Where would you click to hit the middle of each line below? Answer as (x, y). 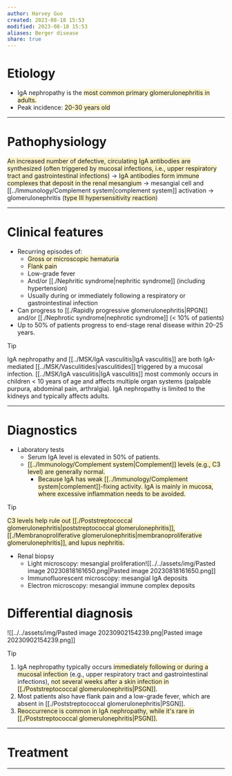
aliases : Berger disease (43, 33)
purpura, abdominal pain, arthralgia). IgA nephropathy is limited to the (106, 388)
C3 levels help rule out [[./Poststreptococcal (70, 521)
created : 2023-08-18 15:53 (46, 20)
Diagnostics (42, 431)
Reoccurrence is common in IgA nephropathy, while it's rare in (106, 711)
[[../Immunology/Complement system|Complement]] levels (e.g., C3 (124, 464)
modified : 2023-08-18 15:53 (48, 26)
